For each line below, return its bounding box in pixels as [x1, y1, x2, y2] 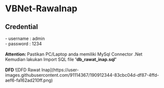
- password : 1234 [5, 41, 42, 47]
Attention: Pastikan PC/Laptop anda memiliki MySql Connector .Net [5, 51, 143, 57]
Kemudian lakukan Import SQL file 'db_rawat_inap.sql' [5, 57, 117, 62]
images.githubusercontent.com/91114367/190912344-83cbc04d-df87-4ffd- [5, 72, 159, 78]
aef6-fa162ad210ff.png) [5, 77, 53, 83]
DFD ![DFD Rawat [5, 67, 41, 73]
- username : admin [5, 35, 45, 41]
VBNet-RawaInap [5, 3, 78, 14]
